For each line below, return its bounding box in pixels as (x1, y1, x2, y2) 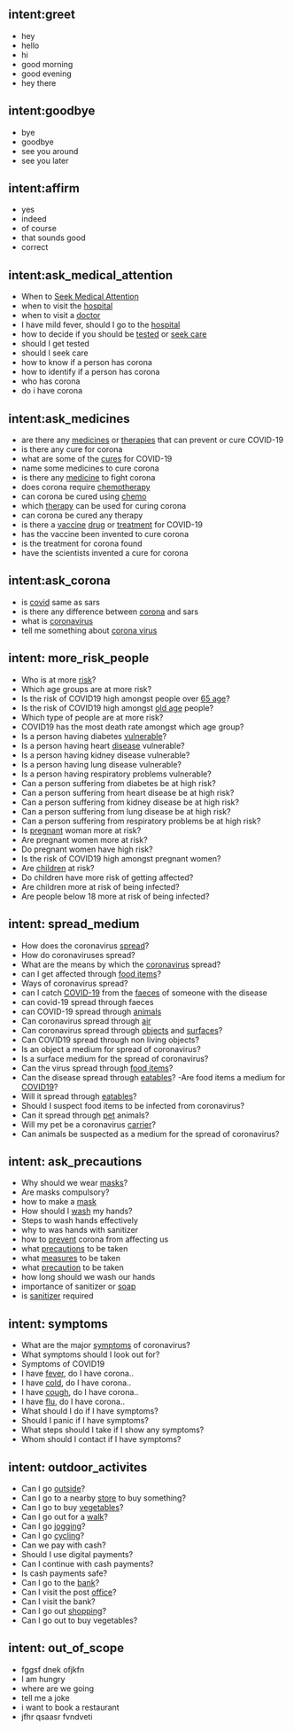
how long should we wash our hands (20, 1272, 156, 1283)
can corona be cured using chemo (20, 491, 147, 502)
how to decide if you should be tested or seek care (20, 329, 207, 339)
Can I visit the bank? (20, 1595, 96, 1607)
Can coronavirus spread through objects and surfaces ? (20, 1025, 223, 1035)
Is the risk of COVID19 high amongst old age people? (20, 702, 214, 713)
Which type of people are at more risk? (20, 712, 164, 722)
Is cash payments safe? (20, 1568, 108, 1579)
